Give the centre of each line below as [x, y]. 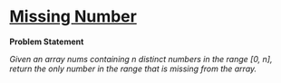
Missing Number [73, 17]
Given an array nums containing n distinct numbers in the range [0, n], [141, 59]
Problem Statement [47, 41]
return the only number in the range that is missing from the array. [133, 69]
